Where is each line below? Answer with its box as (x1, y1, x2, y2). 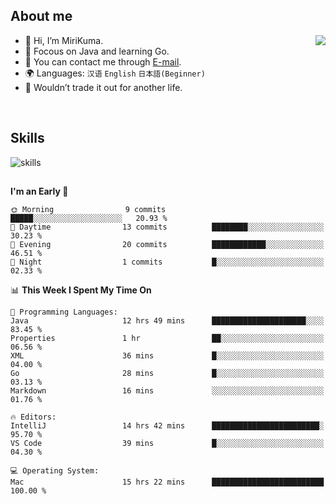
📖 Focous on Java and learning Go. (24, 45, 170, 57)
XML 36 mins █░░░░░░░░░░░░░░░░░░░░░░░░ (10, 351, 325, 361)
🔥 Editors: (10, 412, 57, 423)
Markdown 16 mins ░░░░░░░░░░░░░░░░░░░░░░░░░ (10, 386, 325, 396)
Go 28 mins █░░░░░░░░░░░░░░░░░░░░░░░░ (10, 369, 325, 379)
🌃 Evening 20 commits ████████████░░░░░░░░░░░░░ (10, 240, 325, 250)
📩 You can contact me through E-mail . (24, 55, 182, 68)
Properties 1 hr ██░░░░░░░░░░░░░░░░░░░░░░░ (10, 334, 325, 344)
